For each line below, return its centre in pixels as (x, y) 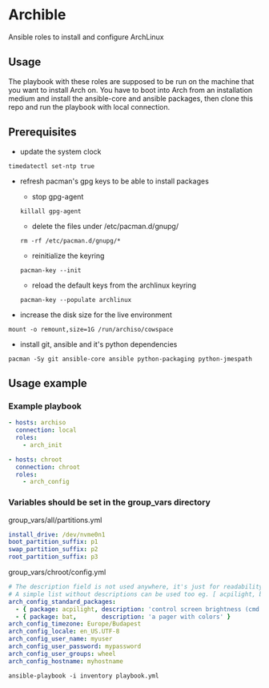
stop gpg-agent (58, 196)
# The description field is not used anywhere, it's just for (114, 587)
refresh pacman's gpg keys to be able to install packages (114, 181)
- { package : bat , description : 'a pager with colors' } (123, 617)
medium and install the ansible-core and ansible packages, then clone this (131, 99)
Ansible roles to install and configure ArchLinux (86, 37)
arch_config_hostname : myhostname (66, 661)
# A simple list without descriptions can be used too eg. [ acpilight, (132, 594)
